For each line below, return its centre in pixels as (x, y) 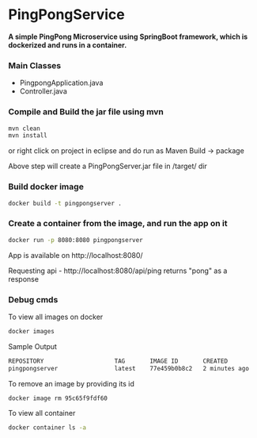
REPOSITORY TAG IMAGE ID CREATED (118, 361)
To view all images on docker (56, 317)
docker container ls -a (47, 428)
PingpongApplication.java (61, 83)
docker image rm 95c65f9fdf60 (58, 398)
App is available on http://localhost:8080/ (76, 255)
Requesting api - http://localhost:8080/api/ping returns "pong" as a (118, 271)
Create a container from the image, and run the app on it (118, 224)
